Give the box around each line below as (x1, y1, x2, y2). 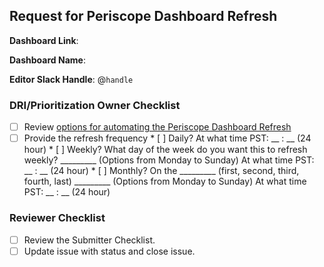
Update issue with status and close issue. (23, 245, 196, 257)
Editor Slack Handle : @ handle (9, 73, 134, 85)
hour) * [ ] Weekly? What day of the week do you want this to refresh (23, 144, 308, 156)
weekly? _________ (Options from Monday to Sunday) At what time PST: (23, 154, 315, 166)
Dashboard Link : (9, 34, 79, 46)
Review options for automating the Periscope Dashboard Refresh (23, 121, 292, 133)
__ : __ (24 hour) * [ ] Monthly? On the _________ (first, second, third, (23, 165, 300, 177)
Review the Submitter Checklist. (23, 234, 156, 246)
